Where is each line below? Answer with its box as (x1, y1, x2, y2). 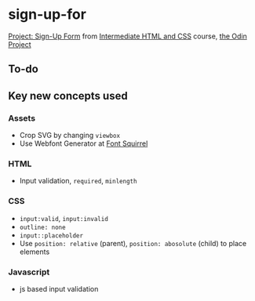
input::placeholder (19, 231, 84, 240)
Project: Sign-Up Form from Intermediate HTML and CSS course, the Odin (8, 31, 247, 41)
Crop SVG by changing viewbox (19, 131, 120, 140)
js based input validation (19, 284, 99, 293)
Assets (8, 112, 36, 123)
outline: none (19, 223, 66, 231)
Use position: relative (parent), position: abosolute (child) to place (19, 238, 247, 248)
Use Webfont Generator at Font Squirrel (19, 139, 148, 148)
